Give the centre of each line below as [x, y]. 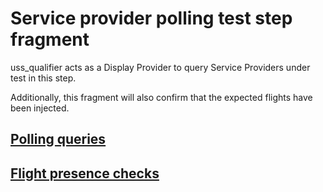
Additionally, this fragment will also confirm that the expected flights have [161, 97]
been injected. [40, 108]
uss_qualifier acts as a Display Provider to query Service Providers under [160, 67]
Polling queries [58, 139]
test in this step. [43, 78]
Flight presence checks [85, 173]
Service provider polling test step [151, 18]
